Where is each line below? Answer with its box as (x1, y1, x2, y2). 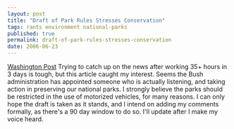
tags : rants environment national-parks (7, 23, 128, 30)
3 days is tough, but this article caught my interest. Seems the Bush (7, 70, 204, 78)
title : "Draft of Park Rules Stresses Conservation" (7, 17, 166, 24)
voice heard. (7, 115, 44, 123)
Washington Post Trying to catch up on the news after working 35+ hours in (7, 63, 228, 70)
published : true (7, 30, 55, 37)
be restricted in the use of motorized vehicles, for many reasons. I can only (7, 92, 226, 101)
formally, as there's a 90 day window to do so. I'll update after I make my (7, 107, 218, 116)
